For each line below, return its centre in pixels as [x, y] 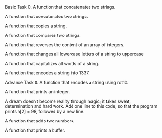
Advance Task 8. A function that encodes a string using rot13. [67, 82]
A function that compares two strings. [43, 35]
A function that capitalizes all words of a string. [52, 63]
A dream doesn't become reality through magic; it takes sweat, [68, 101]
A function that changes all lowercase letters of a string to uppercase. [75, 54]
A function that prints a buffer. [35, 130]
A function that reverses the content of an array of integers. [65, 45]
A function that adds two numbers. [40, 121]
